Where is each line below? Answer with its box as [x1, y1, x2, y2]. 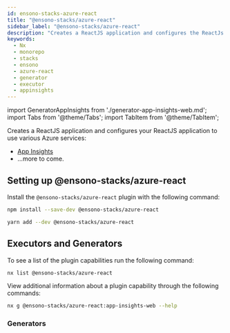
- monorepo [13, 49, 45, 56]
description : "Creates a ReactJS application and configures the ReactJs [7, 29, 224, 37]
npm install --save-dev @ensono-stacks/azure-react [7, 206, 159, 213]
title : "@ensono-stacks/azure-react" [7, 17, 116, 23]
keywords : [7, 36, 36, 43]
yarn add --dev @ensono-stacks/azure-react [7, 219, 135, 225]
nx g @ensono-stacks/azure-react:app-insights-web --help [7, 303, 178, 310]
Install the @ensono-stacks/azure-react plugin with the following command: [7, 192, 220, 201]
